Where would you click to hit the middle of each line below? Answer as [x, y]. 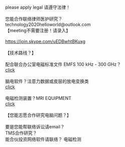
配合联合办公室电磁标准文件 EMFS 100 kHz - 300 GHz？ [63, 64]
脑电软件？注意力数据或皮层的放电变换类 [47, 81]
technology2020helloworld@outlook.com [48, 24]
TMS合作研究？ [21, 133]
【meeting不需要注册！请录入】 [38, 30]
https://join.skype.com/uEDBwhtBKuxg [45, 41]
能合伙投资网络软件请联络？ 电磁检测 [43, 139]
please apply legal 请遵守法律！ [38, 7]
